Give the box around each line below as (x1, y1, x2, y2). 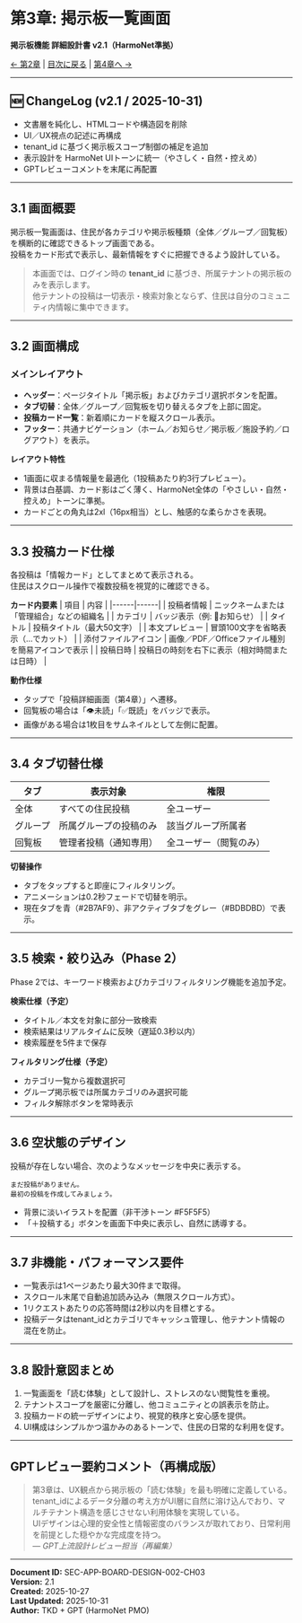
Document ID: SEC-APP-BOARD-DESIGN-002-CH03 (10, 1566, 205, 1577)
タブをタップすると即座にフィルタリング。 (22, 880, 180, 890)
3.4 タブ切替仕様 (10, 756, 104, 772)
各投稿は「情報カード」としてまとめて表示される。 (10, 569, 198, 580)
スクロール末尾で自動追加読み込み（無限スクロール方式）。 (22, 1292, 240, 1303)
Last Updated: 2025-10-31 (10, 1595, 108, 1606)
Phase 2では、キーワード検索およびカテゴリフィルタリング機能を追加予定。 (10, 976, 291, 987)
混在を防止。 (22, 1325, 71, 1336)
